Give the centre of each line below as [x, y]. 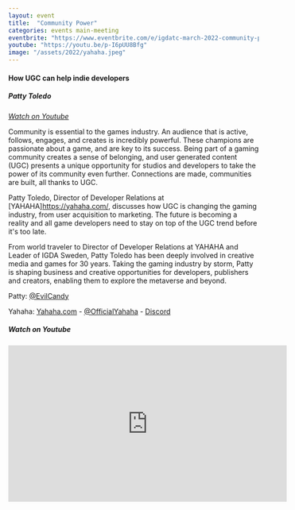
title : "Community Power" [53, 23]
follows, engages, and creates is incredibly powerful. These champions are [131, 140]
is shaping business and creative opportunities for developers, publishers [128, 272]
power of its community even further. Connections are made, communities [130, 174]
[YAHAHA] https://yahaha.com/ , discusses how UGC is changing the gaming [132, 206]
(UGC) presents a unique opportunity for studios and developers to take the [132, 165]
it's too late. [27, 231]
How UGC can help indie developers [69, 78]
